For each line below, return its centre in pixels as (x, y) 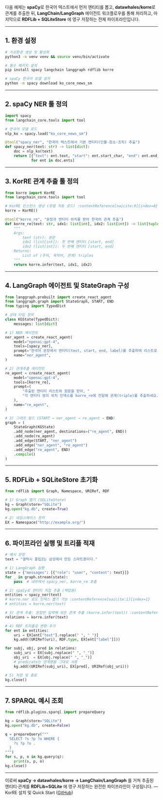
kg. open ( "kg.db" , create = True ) (37, 509)
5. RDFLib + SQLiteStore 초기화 (51, 480)
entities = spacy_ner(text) (33, 595)
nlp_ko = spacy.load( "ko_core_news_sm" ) (47, 133)
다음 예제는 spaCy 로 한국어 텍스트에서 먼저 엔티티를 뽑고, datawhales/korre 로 (80, 7)
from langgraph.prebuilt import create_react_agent (58, 297)
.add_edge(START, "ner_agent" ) (45, 441)
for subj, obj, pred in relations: (41, 648)
